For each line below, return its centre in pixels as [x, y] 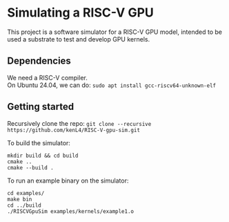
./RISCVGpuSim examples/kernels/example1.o [71, 211]
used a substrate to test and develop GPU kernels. [79, 39]
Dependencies [39, 61]
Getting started [41, 107]
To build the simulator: [39, 142]
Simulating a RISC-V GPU [80, 13]
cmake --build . [30, 167]
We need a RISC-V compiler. [47, 77]
